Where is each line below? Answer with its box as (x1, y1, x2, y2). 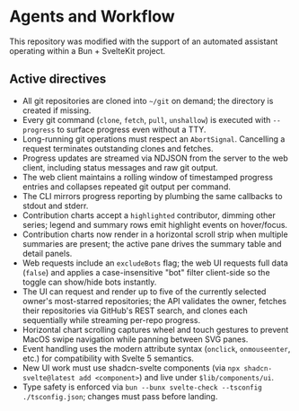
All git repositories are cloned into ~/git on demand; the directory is (22, 95, 274, 106)
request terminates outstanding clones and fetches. (22, 143, 214, 153)
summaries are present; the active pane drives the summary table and (22, 238, 282, 249)
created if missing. (22, 105, 92, 116)
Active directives (9, 72, 107, 87)
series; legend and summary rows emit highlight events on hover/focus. (22, 219, 288, 230)
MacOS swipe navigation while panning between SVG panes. (22, 334, 249, 345)
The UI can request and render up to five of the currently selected (22, 285, 267, 297)
